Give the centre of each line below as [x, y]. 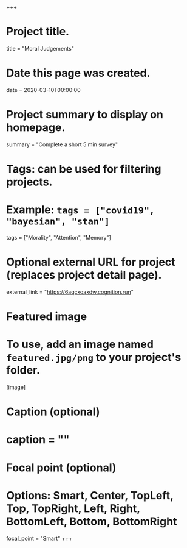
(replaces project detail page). [84, 275]
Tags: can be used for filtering [84, 169]
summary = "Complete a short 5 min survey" [62, 144]
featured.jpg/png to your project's [94, 358]
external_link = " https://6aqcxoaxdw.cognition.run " [70, 292]
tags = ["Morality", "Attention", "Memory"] [59, 237]
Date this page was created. [78, 73]
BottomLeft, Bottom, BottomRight [92, 521]
